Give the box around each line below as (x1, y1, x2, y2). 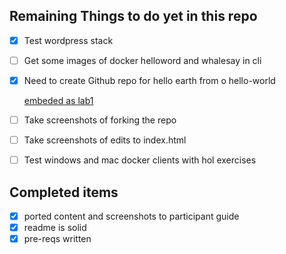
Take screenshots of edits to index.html (23, 134, 187, 146)
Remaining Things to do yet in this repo (9, 8, 258, 25)
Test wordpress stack (23, 34, 114, 46)
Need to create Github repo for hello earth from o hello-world (23, 74, 276, 86)
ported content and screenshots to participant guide (23, 210, 240, 222)
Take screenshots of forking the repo (23, 114, 177, 126)
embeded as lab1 (23, 95, 94, 106)
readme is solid (23, 222, 87, 234)
